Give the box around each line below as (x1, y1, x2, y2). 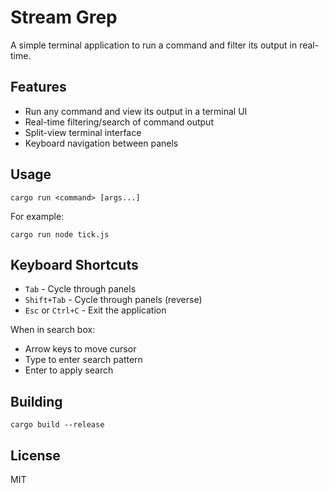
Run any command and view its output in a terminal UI (24, 105, 248, 117)
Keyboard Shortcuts (10, 256, 139, 273)
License (10, 447, 61, 464)
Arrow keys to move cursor (24, 343, 137, 355)
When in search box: (10, 324, 96, 336)
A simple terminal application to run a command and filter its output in (10, 39, 298, 51)
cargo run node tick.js (10, 229, 110, 240)
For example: (10, 210, 65, 222)
